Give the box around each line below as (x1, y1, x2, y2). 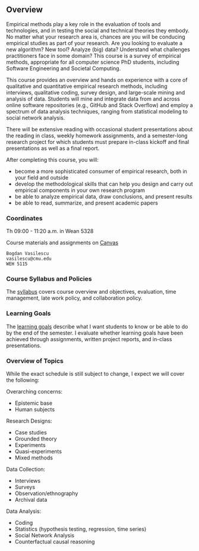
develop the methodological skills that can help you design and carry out (14, 180, 193, 187)
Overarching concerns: (6, 388, 63, 395)
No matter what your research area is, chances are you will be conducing (6, 33, 185, 40)
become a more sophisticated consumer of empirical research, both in (14, 168, 187, 175)
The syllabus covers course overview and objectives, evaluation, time (6, 288, 176, 295)
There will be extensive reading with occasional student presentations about (6, 125, 193, 133)
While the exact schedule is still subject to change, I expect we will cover (6, 370, 185, 377)
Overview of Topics (6, 357, 64, 365)
